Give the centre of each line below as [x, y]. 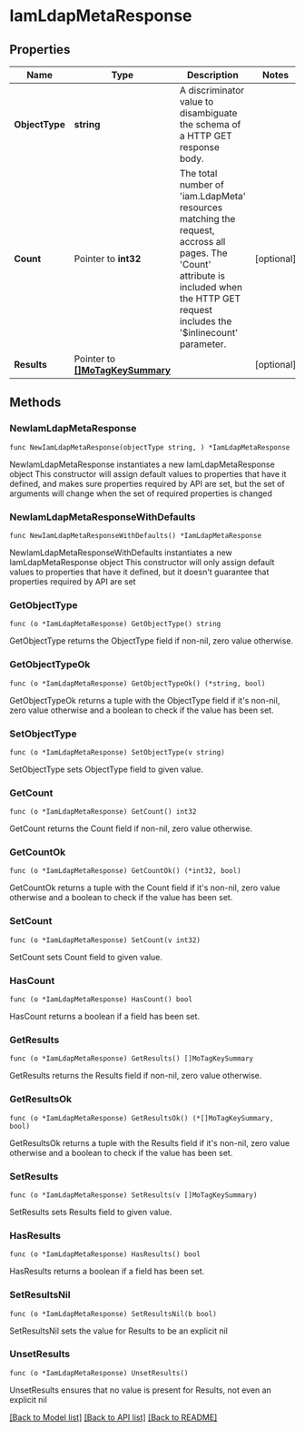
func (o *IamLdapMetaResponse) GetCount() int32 [103, 812]
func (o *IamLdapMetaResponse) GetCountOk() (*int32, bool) [126, 871]
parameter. [203, 344]
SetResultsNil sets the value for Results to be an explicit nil [119, 1331]
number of [202, 185]
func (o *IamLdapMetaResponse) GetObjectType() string [115, 624]
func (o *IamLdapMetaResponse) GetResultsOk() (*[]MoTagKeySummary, [142, 1118]
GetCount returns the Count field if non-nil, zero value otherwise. [131, 828]
